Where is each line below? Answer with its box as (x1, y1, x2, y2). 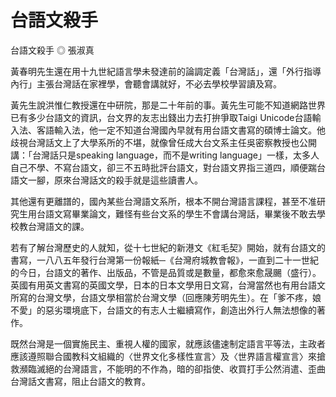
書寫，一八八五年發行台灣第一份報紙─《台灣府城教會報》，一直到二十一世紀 (10, 254, 319, 266)
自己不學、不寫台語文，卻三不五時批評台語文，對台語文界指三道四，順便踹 (10, 161, 317, 173)
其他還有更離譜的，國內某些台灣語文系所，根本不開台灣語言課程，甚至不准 (10, 195, 317, 207)
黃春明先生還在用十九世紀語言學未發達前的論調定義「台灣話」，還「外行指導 (10, 65, 322, 77)
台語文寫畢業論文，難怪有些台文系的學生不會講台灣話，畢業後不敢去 (36, 207, 317, 220)
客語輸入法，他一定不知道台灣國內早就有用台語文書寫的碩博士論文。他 (36, 124, 326, 136)
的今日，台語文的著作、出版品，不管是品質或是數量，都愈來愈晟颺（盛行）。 (10, 266, 322, 278)
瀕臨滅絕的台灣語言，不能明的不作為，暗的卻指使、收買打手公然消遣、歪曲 (18, 362, 326, 375)
